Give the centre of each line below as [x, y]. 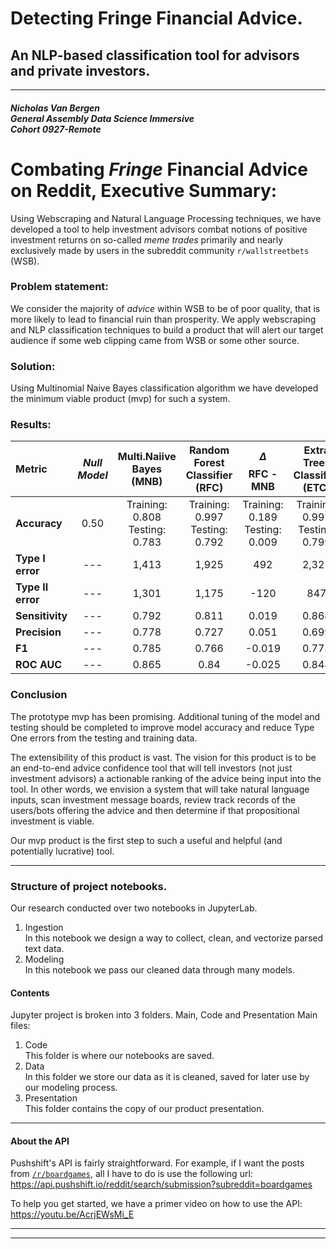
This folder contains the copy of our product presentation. [144, 1109]
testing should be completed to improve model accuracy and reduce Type [162, 727]
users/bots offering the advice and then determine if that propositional [155, 810]
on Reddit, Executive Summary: [144, 190]
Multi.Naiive [147, 457]
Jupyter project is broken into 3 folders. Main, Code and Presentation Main [164, 1015]
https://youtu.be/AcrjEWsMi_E [72, 1214]
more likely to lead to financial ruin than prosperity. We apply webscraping [163, 319]
